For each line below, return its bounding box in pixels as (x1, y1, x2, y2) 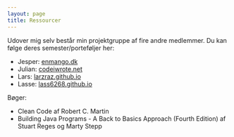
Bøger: (7, 93, 27, 102)
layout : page (7, 10, 46, 18)
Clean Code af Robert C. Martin (17, 107, 109, 115)
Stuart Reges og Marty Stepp (17, 122, 102, 130)
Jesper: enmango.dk (17, 57, 78, 65)
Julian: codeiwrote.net (17, 65, 83, 73)
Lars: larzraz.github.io (17, 72, 81, 81)
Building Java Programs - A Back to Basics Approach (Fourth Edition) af (17, 114, 226, 123)
